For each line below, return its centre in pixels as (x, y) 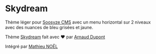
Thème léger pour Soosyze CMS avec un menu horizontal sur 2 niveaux (78, 22)
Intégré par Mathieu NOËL (31, 46)
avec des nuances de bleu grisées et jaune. (49, 27)
